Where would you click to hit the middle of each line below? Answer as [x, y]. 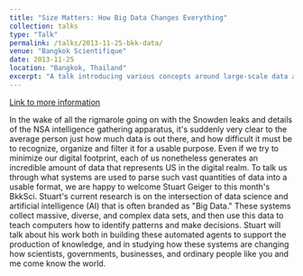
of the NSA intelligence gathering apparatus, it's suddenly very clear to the [148, 129]
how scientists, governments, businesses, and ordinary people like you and [149, 253]
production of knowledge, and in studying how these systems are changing [149, 244]
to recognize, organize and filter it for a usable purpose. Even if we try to [144, 148]
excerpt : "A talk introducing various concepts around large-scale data [149, 77]
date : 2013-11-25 [42, 60]
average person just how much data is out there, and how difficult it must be [151, 138]
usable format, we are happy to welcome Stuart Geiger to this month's [140, 187]
